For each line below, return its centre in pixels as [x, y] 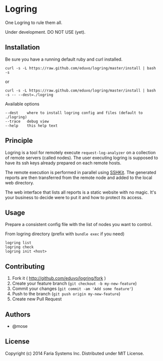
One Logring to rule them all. [34, 23]
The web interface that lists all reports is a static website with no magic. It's [81, 192]
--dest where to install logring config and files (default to [74, 113]
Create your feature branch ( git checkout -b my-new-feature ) [74, 283]
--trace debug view [27, 121]
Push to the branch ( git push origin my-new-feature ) [66, 294]
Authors [18, 314]
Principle [19, 141]
